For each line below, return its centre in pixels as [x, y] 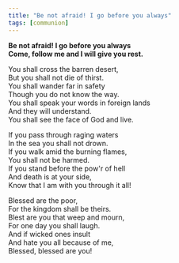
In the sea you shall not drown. [58, 143]
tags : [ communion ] [38, 23]
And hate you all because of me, [61, 242]
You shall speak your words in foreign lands [79, 103]
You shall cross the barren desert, [63, 69]
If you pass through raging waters [63, 134]
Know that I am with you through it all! [70, 185]
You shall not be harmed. [49, 160]
